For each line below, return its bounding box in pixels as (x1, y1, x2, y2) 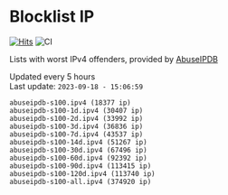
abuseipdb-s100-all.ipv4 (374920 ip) (9, 177, 152, 186)
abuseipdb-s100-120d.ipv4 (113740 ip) (9, 169, 156, 178)
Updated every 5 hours (9, 70, 96, 82)
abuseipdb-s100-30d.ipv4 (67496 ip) (9, 145, 147, 154)
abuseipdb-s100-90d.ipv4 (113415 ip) (9, 161, 152, 171)
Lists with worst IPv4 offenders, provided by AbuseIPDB (9, 53, 219, 64)
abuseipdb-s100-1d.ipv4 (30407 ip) (9, 106, 144, 115)
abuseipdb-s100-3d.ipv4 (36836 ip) (9, 122, 144, 131)
